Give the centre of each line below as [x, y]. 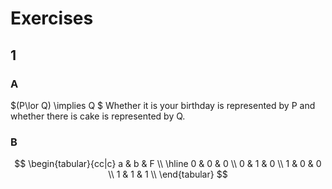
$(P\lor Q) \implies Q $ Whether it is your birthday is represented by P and [163, 105]
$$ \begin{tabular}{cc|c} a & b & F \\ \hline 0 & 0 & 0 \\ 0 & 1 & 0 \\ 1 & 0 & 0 [168, 164]
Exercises [52, 18]
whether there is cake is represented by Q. [98, 116]
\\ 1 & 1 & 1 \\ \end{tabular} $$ [168, 174]
